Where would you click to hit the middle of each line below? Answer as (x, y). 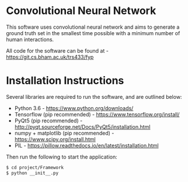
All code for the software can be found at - (58, 50)
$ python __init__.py (32, 173)
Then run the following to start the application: (62, 157)
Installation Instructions (65, 81)
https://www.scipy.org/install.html (55, 139)
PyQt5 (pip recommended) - (48, 121)
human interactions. (30, 39)
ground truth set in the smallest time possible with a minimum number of (93, 33)
